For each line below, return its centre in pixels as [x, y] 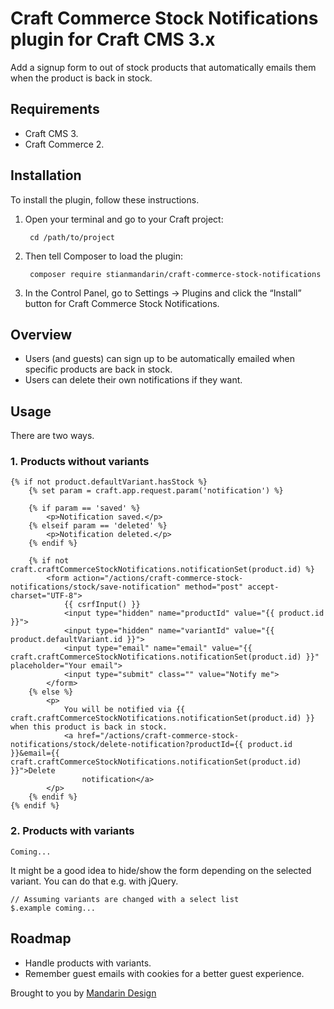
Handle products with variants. [88, 963]
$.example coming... [53, 908]
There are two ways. [52, 436]
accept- [263, 587]
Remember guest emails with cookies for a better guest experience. [164, 973]
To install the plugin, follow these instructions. [105, 199]
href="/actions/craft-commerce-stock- [158, 736]
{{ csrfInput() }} [102, 605]
